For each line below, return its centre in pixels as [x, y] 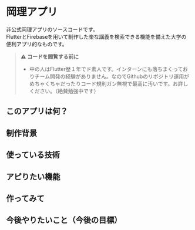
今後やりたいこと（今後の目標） [64, 220]
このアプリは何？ [37, 111]
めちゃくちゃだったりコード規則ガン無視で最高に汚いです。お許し [109, 83]
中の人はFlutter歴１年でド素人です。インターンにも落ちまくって [106, 69]
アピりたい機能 [33, 177]
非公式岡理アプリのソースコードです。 [52, 29]
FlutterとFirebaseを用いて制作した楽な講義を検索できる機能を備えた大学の [96, 36]
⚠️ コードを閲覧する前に [50, 56]
